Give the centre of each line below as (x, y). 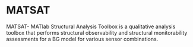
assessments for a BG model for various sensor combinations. (82, 39)
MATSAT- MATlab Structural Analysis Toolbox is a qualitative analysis (91, 26)
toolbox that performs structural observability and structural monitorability (97, 32)
